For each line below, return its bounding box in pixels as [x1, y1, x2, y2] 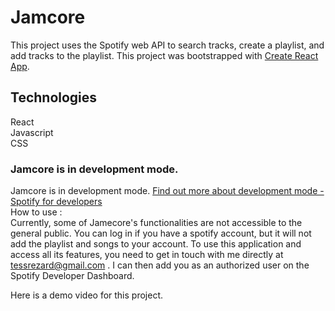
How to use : [10, 206, 63, 218]
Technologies [10, 89, 98, 106]
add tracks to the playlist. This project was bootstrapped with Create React [10, 49, 319, 61]
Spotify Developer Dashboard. [10, 270, 135, 282]
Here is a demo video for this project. [10, 289, 163, 301]
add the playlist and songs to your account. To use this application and [10, 238, 302, 250]
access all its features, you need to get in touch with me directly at [10, 249, 284, 261]
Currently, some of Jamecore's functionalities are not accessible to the [10, 217, 303, 229]
